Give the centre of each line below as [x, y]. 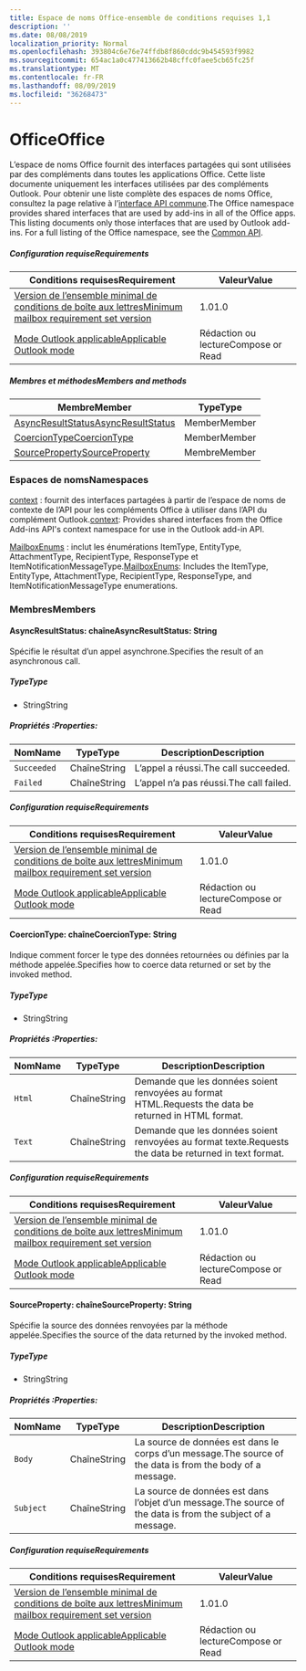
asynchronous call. [45, 661]
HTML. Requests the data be [194, 1104]
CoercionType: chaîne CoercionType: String [93, 935]
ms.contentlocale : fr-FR [56, 78]
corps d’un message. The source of [209, 1453]
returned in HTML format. [189, 1115]
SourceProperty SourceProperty [82, 453]
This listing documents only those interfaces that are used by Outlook [140, 223]
